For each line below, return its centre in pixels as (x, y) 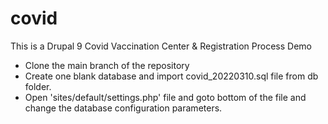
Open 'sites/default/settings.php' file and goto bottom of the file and (165, 97)
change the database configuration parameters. (123, 108)
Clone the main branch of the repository (107, 65)
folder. (38, 86)
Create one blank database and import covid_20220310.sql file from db (171, 76)
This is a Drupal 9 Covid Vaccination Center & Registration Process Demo (161, 46)
